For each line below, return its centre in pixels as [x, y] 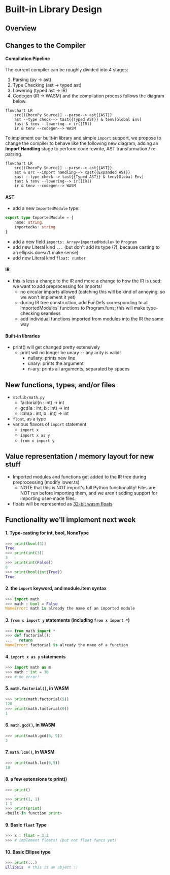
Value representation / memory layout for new [80, 456]
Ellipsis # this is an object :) [42, 867]
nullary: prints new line [52, 358]
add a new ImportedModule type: [46, 208]
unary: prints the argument [56, 363]
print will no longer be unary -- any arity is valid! [70, 353]
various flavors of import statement [49, 425]
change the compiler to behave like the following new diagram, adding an [82, 143]
